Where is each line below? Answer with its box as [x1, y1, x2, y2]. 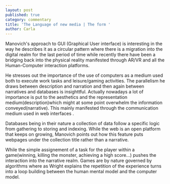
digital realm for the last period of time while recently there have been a [5, 52, 156, 58]
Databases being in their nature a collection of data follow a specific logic [5, 120, 160, 127]
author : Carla [5, 27, 36, 32]
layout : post [5, 7, 33, 13]
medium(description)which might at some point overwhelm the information [5, 99, 162, 106]
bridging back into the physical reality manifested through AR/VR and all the [5, 57, 165, 63]
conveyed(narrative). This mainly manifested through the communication [5, 105, 158, 111]
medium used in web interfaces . [5, 111, 74, 117]
